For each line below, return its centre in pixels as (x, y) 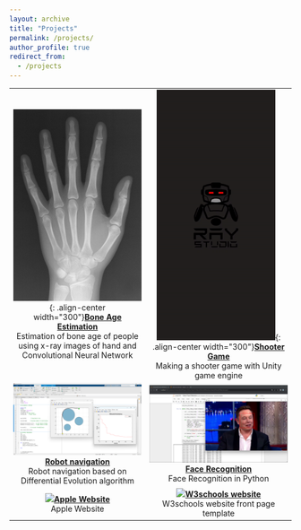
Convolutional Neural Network (77, 355)
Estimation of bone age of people (77, 336)
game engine (219, 375)
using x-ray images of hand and (77, 346)
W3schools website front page (219, 504)
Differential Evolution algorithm (77, 481)
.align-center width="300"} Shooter (218, 346)
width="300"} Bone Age (77, 317)
